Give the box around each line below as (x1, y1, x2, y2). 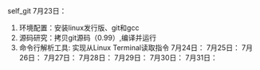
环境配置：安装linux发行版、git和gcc (18, 23, 140, 33)
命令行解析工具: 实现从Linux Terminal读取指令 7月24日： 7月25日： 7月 (18, 43, 253, 52)
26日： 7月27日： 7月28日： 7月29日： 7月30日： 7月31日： (18, 53, 219, 62)
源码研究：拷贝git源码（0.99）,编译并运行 (18, 33, 157, 42)
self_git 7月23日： (7, 6, 67, 15)
